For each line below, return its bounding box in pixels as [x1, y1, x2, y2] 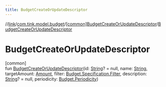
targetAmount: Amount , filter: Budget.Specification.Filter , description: [5, 71, 147, 77]
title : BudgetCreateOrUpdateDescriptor [5, 7, 88, 12]
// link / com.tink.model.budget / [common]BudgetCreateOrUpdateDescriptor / [5, 21, 158, 27]
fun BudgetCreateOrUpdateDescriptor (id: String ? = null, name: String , [5, 65, 148, 71]
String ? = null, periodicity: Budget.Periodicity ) [5, 76, 98, 82]
